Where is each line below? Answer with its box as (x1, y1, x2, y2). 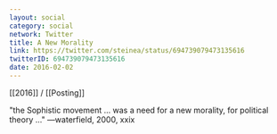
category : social (9, 21, 74, 30)
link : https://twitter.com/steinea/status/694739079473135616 (9, 46, 245, 55)
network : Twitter (9, 29, 74, 38)
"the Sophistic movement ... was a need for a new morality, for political (9, 105, 269, 115)
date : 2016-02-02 (9, 63, 74, 72)
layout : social (9, 13, 66, 22)
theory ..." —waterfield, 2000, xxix (9, 113, 135, 125)
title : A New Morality (9, 38, 94, 47)
